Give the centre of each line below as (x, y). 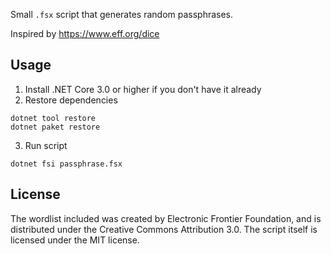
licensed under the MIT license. (75, 240)
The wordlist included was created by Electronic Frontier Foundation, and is (166, 218)
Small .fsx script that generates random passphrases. (122, 14)
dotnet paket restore (55, 127)
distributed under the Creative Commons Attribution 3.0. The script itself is (164, 229)
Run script (46, 145)
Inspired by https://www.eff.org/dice (85, 33)
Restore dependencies (71, 100)
